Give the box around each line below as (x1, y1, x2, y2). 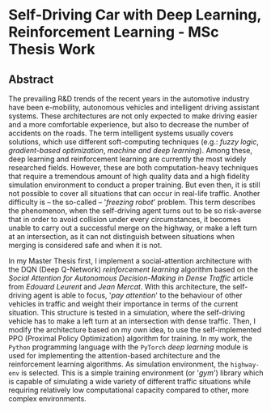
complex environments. (8, 394, 87, 403)
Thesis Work (8, 41, 95, 58)
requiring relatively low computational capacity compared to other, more (8, 385, 249, 395)
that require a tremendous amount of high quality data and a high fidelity (8, 172, 250, 181)
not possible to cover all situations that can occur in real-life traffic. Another (8, 189, 260, 198)
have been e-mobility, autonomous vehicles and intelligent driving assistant (8, 103, 260, 112)
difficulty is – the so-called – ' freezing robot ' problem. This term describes (8, 197, 256, 207)
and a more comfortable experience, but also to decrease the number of (8, 120, 249, 129)
